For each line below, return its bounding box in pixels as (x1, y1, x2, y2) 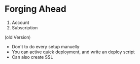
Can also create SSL (11, 54, 53, 60)
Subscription (11, 24, 38, 30)
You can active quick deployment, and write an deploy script (11, 49, 135, 55)
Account (11, 20, 29, 25)
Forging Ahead (4, 3, 67, 15)
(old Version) (4, 34, 31, 40)
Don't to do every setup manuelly (11, 43, 80, 49)
